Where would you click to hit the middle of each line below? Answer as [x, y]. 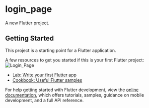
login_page [29, 9]
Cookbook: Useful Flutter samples [47, 80]
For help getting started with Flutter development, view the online [72, 90]
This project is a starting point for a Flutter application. [61, 50]
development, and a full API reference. [44, 100]
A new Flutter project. [27, 23]
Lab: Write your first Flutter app [44, 75]
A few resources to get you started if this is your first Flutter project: [74, 60]
